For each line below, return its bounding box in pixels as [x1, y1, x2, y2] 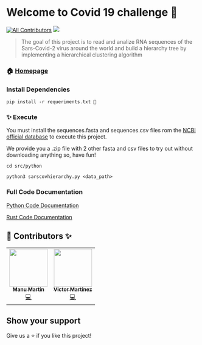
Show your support [6, 315, 81, 326]
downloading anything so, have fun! [6, 151, 96, 159]
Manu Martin [12, 286, 44, 293]
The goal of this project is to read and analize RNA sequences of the [21, 38, 193, 45]
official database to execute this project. [6, 133, 107, 140]
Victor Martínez [54, 286, 92, 293]
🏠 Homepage [6, 66, 49, 75]
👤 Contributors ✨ [6, 231, 72, 242]
